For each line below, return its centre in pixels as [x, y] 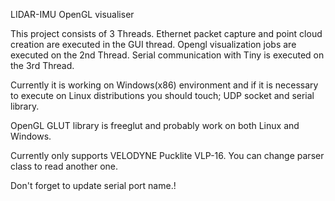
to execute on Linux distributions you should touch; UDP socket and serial [162, 95]
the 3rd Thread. [42, 65]
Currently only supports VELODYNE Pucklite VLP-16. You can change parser [167, 155]
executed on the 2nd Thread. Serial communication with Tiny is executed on [167, 55]
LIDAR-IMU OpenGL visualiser [72, 14]
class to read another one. [64, 166]
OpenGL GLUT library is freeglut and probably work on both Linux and [155, 125]
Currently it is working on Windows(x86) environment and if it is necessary [164, 85]
